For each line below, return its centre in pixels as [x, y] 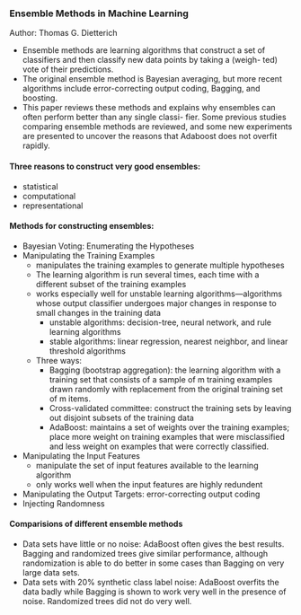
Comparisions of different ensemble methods [96, 524]
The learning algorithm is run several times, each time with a [147, 274]
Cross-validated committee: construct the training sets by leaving [170, 408]
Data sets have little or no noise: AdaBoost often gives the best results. [153, 544]
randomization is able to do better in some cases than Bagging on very [153, 563]
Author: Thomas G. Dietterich [63, 33]
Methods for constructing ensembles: [82, 226]
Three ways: [59, 360]
